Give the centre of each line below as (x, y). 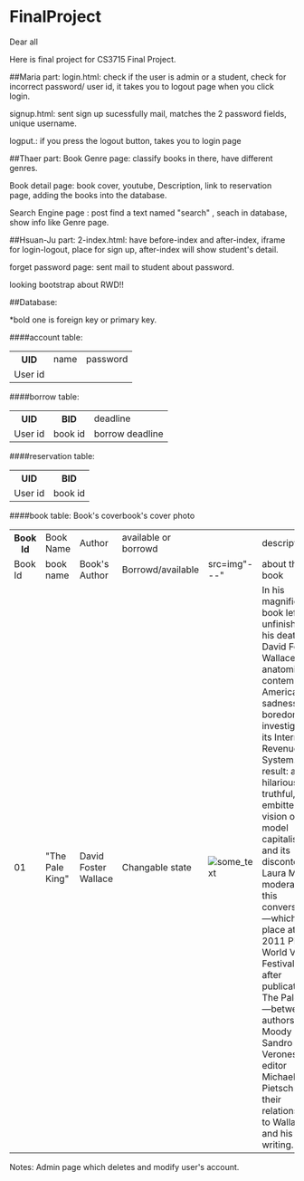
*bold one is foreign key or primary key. (83, 320)
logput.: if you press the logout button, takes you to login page (125, 140)
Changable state (157, 867)
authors (278, 1020)
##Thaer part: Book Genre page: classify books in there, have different (141, 158)
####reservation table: (52, 456)
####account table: (46, 337)
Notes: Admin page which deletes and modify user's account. (124, 1167)
